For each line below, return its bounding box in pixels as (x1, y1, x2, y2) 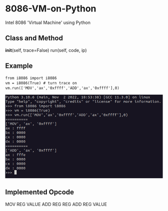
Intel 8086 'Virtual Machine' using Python (5, 19, 91, 25)
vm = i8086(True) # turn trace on (5, 80, 77, 85)
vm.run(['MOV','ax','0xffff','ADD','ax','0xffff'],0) (5, 85, 120, 90)
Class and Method (5, 34, 63, 42)
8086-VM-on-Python (5, 3, 96, 14)
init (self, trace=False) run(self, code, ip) (5, 47, 87, 53)
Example (5, 62, 33, 70)
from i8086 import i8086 (5, 75, 57, 80)
